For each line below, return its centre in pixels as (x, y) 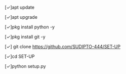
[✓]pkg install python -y (30, 27)
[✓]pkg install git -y (25, 37)
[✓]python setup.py (25, 66)
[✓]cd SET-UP (20, 56)
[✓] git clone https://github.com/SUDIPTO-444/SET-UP (63, 47)
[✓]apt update (20, 7)
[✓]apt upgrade (21, 17)
